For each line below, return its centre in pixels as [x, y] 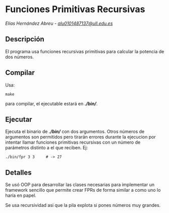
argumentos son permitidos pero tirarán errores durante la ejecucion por [81, 137]
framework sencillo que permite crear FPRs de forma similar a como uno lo [83, 190]
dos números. [20, 57]
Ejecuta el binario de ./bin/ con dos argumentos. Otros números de [75, 132]
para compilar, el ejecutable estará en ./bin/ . [51, 103]
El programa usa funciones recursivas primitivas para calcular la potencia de [85, 51]
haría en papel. [21, 195]
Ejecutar [19, 119]
